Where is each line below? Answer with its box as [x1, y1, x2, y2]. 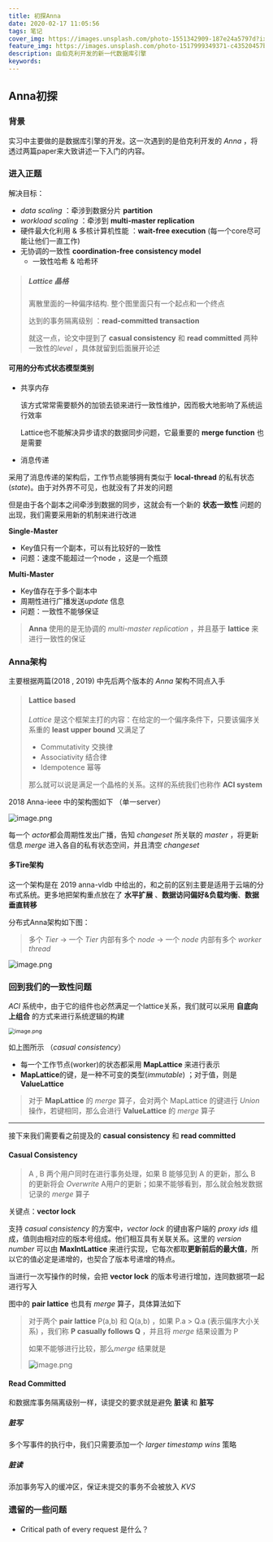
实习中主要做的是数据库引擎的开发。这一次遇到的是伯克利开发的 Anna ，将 [8, 136, 258, 146]
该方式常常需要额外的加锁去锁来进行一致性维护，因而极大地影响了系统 [19, 400, 256, 410]
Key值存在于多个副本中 [19, 586, 97, 596]
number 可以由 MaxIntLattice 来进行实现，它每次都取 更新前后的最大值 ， [8, 1244, 252, 1254]
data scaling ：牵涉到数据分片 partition [19, 205, 153, 215]
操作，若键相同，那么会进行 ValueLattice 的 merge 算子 [28, 1106, 215, 1116]
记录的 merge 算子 [28, 1189, 90, 1199]
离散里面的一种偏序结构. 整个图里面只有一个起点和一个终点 [28, 298, 225, 308]
